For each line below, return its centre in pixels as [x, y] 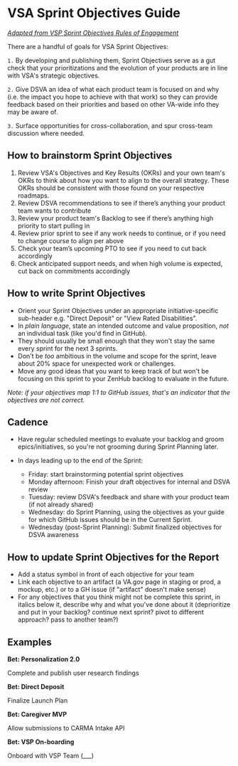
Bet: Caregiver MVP [37, 714]
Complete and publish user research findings [74, 673]
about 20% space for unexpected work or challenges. [97, 363]
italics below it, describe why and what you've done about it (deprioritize [124, 605]
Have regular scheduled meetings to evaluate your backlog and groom [121, 440]
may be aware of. [33, 112]
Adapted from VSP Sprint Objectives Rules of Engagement [93, 33]
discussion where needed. [46, 133]
